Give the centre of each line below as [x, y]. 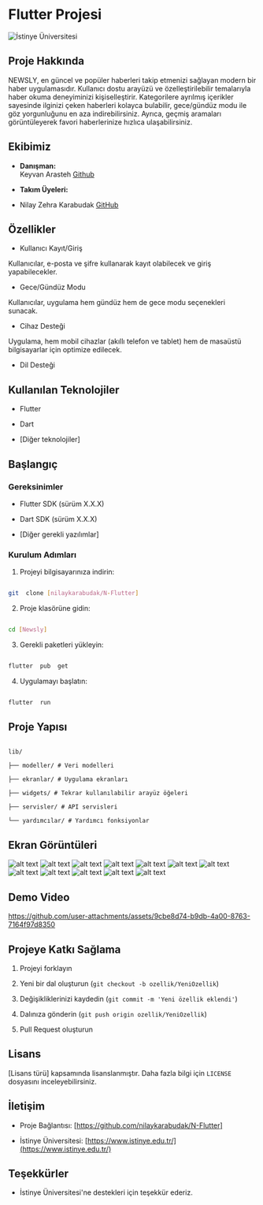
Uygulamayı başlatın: [54, 681]
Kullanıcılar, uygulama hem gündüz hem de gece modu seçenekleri [117, 303]
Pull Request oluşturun [56, 1029]
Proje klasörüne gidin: [55, 608]
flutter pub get [38, 666]
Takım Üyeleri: [44, 189]
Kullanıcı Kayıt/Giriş [51, 248]
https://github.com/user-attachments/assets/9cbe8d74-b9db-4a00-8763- [129, 917]
